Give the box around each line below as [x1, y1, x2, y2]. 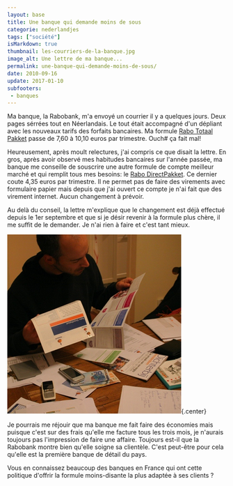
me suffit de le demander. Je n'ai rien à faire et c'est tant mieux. [7, 220, 190, 229]
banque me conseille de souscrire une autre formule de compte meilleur [7, 162, 214, 171]
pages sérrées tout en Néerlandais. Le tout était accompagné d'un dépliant [7, 119, 223, 128]
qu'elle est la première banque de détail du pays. [7, 450, 147, 459]
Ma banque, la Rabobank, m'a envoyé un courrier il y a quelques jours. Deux [7, 112, 226, 121]
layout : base [7, 11, 45, 18]
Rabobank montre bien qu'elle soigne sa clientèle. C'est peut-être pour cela [7, 443, 224, 451]
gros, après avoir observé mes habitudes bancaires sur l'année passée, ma [7, 155, 223, 164]
